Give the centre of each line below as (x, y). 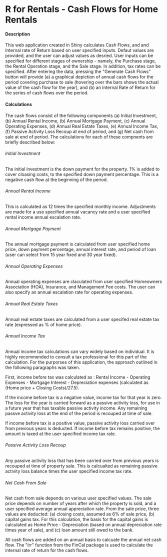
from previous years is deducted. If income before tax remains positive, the (82, 428)
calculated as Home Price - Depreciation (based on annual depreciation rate (83, 525)
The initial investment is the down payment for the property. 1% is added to (82, 169)
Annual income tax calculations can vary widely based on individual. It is (80, 351)
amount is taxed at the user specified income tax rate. (61, 433)
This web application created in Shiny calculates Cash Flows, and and (77, 45)
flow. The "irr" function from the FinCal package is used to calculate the (79, 545)
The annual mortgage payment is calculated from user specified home (77, 244)
